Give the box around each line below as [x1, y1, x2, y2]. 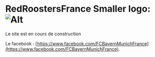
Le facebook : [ [5, 40, 37, 46]
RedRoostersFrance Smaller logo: [5, 3, 151, 15]
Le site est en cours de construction [5, 31, 81, 37]
